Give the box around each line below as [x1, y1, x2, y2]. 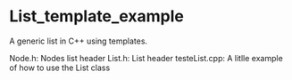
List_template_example [9, 6, 185, 27]
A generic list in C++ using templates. [9, 36, 148, 46]
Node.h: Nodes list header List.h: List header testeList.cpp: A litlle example [9, 52, 283, 63]
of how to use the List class [9, 62, 111, 73]
